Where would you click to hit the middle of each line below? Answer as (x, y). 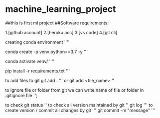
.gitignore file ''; (21, 95)
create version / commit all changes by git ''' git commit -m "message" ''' (80, 110)
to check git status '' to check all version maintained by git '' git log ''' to (79, 105)
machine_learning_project (61, 9)
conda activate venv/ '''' (30, 61)
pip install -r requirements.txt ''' (38, 71)
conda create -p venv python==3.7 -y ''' (47, 52)
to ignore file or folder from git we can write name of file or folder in (75, 90)
